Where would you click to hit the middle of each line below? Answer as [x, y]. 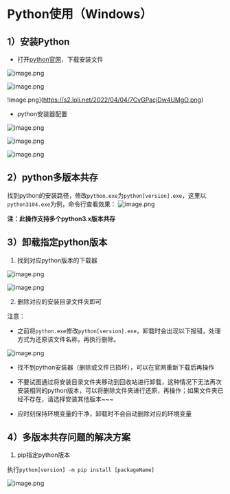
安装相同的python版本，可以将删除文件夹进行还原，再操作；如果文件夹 [117, 390]
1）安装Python [38, 42]
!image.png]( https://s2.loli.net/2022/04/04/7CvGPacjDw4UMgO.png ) [105, 100]
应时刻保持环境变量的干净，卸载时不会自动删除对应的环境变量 [104, 414]
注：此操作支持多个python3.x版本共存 [61, 218]
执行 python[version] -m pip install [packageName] [81, 470]
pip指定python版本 [44, 455]
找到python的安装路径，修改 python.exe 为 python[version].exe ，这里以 [107, 195]
